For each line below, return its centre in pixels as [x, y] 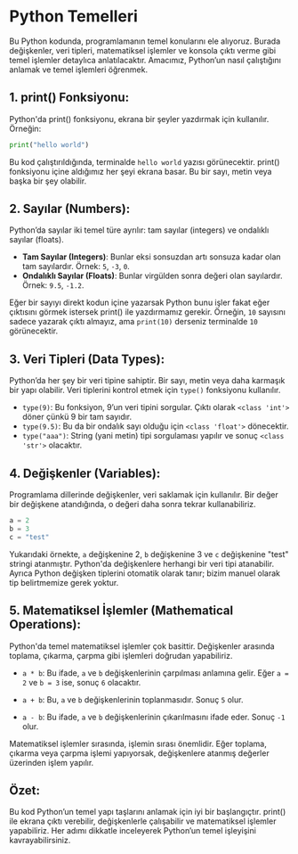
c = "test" [29, 537]
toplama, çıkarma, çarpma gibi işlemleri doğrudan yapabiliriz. [121, 655]
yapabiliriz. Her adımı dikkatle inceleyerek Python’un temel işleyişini [133, 831]
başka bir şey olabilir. [48, 181]
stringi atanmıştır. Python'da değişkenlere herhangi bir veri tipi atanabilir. [141, 563]
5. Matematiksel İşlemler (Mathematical [121, 611]
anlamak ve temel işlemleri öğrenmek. [79, 70]
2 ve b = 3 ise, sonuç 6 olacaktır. [81, 682]
